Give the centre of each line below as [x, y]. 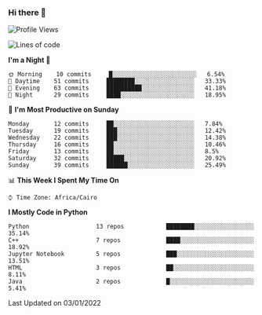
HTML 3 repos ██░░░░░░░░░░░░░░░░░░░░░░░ [131, 268]
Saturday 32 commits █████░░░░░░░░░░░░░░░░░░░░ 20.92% [117, 159]
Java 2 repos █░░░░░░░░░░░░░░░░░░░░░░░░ [131, 282]
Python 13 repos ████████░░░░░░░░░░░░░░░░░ [131, 227]
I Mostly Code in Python [48, 212]
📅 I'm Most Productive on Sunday [64, 110]
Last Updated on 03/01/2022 [55, 303]
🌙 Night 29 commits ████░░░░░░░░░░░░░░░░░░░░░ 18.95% [117, 95]
